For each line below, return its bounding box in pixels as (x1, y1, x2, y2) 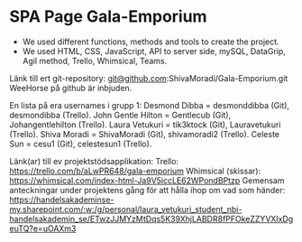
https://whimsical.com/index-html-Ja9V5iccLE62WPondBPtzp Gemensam (9, 174, 285, 186)
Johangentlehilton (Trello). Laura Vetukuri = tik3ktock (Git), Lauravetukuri (9, 119, 281, 130)
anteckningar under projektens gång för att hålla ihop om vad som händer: (9, 184, 286, 195)
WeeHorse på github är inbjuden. (9, 82, 133, 93)
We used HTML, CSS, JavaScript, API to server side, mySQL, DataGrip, (22, 45, 287, 56)
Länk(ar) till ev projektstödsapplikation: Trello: (9, 155, 178, 166)
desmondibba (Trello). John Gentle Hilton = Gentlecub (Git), (9, 109, 232, 120)
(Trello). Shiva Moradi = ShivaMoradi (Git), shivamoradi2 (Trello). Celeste (9, 128, 280, 139)
